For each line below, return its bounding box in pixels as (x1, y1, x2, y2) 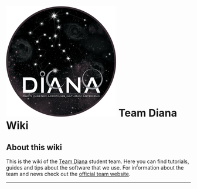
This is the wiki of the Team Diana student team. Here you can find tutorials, (6, 158, 189, 165)
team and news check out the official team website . (6, 171, 131, 177)
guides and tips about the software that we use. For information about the (6, 164, 184, 171)
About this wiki (6, 142, 63, 152)
